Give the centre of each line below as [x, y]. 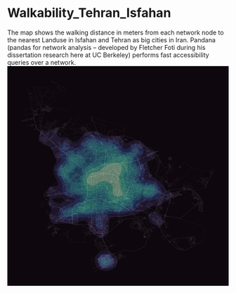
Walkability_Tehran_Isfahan [89, 13]
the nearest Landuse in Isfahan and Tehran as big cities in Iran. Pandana [112, 39]
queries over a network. [42, 62]
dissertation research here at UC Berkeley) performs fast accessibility [108, 55]
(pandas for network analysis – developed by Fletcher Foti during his [106, 47]
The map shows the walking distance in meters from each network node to [116, 32]
